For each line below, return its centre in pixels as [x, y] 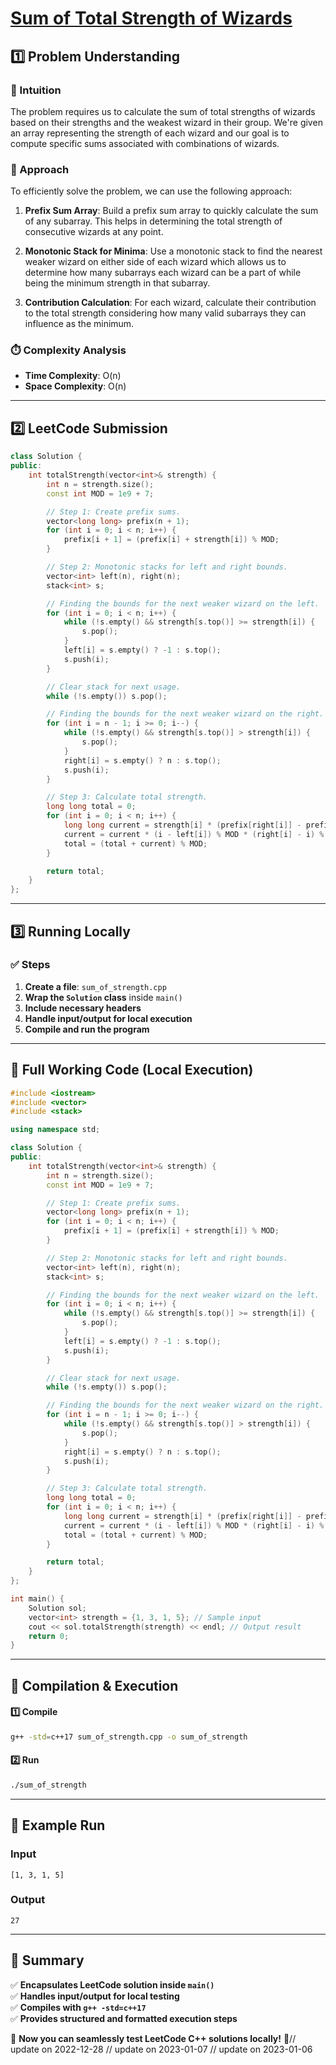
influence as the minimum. [79, 324]
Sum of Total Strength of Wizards [151, 18]
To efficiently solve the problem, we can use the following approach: [151, 191]
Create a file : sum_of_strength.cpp [95, 986]
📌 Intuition [36, 90]
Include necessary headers [83, 1008]
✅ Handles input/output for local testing [95, 1996]
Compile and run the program [87, 1029]
